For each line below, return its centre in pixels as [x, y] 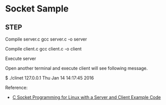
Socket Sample [37, 9]
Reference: [16, 87]
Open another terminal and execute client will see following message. [77, 68]
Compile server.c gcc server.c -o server [46, 39]
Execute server [21, 58]
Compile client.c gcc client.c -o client [43, 49]
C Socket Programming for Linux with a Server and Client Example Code [86, 97]
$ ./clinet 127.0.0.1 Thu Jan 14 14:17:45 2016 [50, 78]
